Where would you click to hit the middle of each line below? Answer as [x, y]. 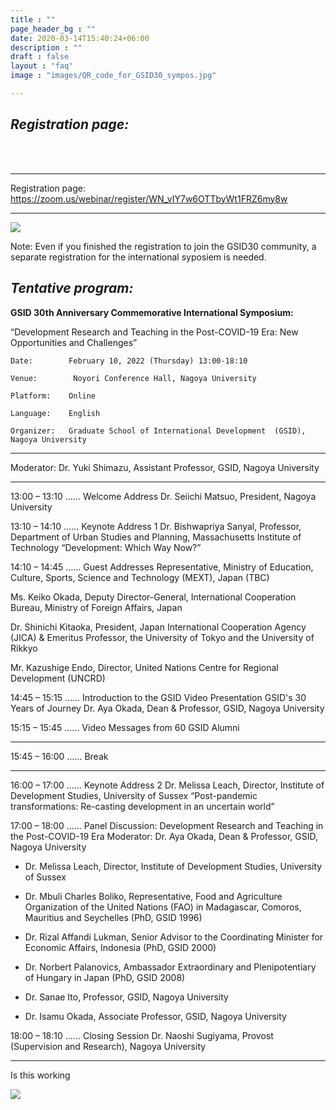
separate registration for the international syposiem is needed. [138, 257]
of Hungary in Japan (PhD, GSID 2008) [105, 977]
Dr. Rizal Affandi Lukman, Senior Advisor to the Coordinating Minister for [174, 937]
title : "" [33, 19]
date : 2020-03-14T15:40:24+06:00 [80, 38]
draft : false [40, 57]
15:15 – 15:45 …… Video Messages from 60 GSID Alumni [125, 727]
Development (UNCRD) [58, 678]
